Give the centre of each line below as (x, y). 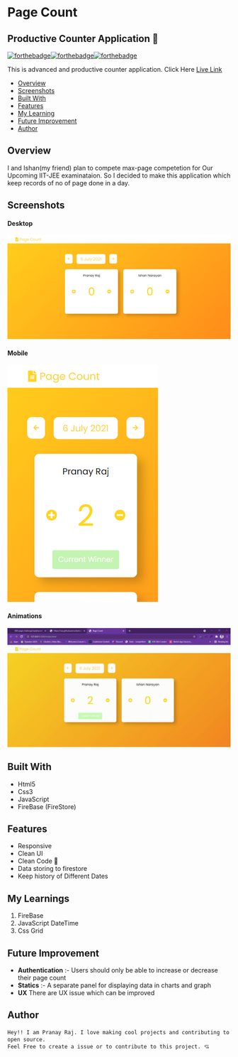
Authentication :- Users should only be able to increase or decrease (118, 970)
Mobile (18, 353)
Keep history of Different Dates (63, 876)
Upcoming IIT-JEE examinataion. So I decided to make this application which (119, 175)
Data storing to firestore (52, 869)
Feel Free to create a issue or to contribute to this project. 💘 (108, 1046)
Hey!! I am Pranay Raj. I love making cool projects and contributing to (119, 1032)
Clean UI (30, 854)
